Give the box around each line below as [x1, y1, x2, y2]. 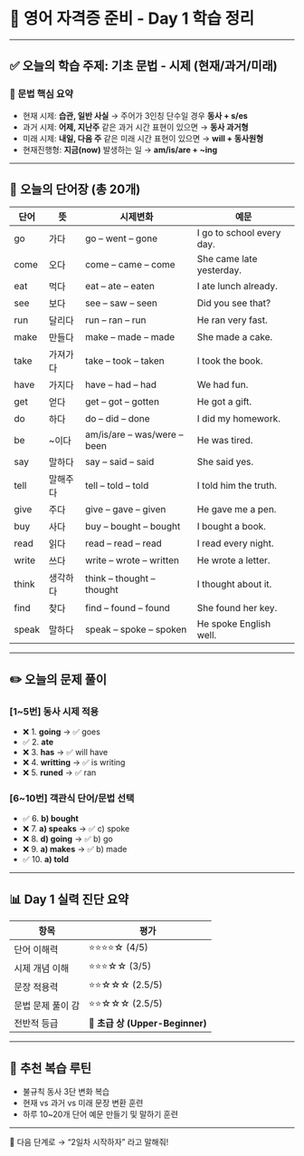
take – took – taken [84, 355, 165, 367]
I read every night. [196, 537, 274, 549]
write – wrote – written [84, 554, 179, 567]
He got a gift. [196, 395, 252, 408]
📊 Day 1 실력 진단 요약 [9, 891, 129, 907]
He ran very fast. [196, 314, 269, 326]
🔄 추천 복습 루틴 [9, 1060, 92, 1075]
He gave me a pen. [196, 503, 277, 516]
